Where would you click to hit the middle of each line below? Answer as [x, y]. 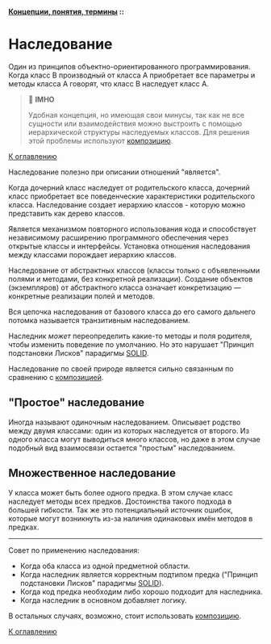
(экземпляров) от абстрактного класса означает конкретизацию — [125, 287]
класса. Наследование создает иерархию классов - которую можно [127, 204]
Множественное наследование [92, 473]
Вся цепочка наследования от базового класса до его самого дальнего [132, 312]
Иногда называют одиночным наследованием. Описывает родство [125, 422]
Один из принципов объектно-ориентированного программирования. [130, 66]
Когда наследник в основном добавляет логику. [103, 600]
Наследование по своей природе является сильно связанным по [121, 368]
